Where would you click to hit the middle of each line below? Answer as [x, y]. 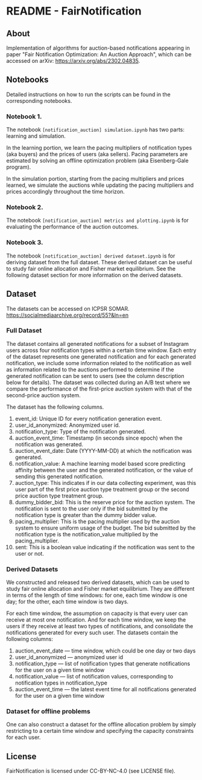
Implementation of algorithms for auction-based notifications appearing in [98, 48]
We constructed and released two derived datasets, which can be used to [98, 582]
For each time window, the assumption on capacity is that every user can [97, 613]
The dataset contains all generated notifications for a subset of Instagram [97, 343]
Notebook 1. [24, 116]
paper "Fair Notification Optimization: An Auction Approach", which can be [99, 54]
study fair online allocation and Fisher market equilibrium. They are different [100, 589]
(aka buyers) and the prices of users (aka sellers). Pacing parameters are [97, 154]
